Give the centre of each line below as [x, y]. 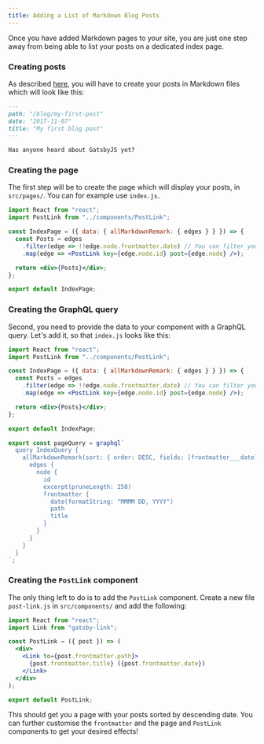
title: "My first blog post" [56, 128]
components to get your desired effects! [73, 731]
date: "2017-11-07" [40, 121]
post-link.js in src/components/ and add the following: [97, 605]
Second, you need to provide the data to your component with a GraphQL [127, 327]
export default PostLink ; [50, 700]
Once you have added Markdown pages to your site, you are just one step [128, 38]
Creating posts [37, 66]
